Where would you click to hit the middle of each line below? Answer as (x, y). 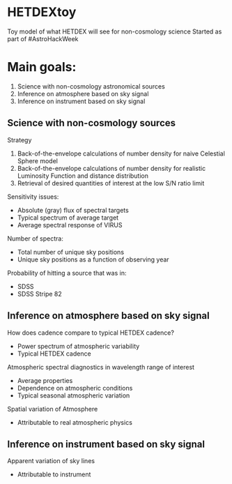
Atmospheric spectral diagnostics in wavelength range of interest (101, 367)
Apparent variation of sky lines (51, 461)
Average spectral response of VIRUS (70, 225)
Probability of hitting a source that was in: (67, 273)
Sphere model (37, 160)
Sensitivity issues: (33, 197)
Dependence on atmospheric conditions (75, 388)
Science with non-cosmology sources (92, 123)
